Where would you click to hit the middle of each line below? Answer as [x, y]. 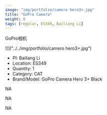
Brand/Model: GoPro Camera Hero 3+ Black [57, 79]
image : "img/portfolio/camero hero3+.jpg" [50, 10]
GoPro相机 [16, 38]
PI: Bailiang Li [26, 58]
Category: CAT [28, 74]
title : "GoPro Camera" [29, 14]
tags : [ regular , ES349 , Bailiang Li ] [44, 24]
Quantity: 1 [23, 69]
